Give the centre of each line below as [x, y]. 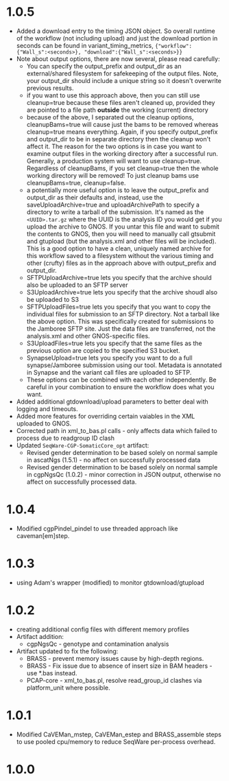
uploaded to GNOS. [44, 423]
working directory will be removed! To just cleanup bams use [113, 175]
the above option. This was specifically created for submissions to [120, 321]
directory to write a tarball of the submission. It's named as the [115, 212]
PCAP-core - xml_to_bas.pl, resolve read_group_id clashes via [114, 680]
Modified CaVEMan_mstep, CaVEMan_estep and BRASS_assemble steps [119, 734]
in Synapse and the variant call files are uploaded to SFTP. [109, 372]
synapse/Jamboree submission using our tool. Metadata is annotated [124, 365]
